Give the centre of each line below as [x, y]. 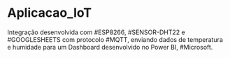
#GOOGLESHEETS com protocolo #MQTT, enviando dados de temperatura [115, 39]
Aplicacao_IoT [50, 13]
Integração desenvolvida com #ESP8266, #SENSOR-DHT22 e [96, 32]
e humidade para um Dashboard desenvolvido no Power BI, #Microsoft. [110, 47]
